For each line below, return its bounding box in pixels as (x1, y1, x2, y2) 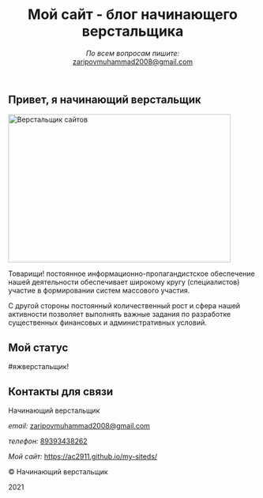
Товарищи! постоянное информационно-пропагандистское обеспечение (8, 269, 255, 278)
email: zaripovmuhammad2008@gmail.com (8, 421, 150, 430)
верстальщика (81, 22, 184, 40)
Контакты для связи (8, 385, 114, 398)
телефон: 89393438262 (8, 436, 88, 446)
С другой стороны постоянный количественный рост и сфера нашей (8, 301, 241, 311)
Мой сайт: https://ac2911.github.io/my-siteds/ (8, 451, 158, 461)
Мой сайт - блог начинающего (27, 6, 239, 24)
